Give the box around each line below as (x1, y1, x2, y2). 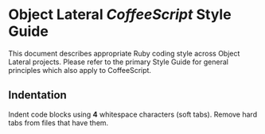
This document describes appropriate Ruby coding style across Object (8, 48, 240, 58)
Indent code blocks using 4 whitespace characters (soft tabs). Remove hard (8, 109, 257, 119)
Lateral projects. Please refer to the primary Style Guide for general (8, 57, 229, 67)
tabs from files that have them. (8, 117, 109, 128)
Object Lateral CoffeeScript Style (8, 6, 232, 24)
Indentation (8, 89, 68, 102)
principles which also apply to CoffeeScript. (8, 65, 152, 75)
